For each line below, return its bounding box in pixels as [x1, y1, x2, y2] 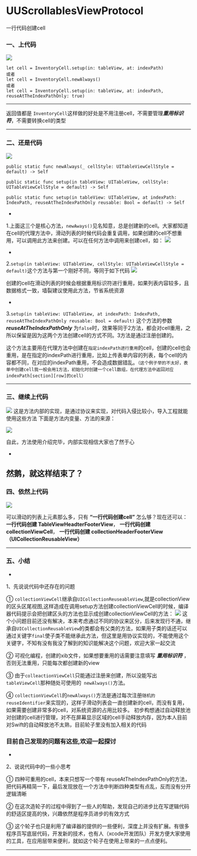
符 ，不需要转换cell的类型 [6, 117, 66, 124]
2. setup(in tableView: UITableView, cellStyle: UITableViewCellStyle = [6, 260, 185, 267]
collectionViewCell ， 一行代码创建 [6, 528, 91, 535]
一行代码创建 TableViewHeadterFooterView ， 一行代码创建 [6, 521, 151, 528]
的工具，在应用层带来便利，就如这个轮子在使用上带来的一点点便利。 [6, 837, 171, 845]
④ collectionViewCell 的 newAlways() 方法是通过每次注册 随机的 [6, 691, 155, 698]
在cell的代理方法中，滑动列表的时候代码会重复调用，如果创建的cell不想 [6, 229, 177, 237]
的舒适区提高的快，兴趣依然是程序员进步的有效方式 [6, 810, 130, 817]
